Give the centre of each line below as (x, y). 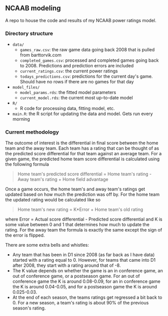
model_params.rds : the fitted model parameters (68, 92)
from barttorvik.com (41, 55)
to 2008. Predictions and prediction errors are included (77, 66)
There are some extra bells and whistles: (47, 245)
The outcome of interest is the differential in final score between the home (82, 143)
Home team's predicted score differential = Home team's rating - (85, 174)
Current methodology (32, 132)
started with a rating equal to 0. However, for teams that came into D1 (84, 260)
